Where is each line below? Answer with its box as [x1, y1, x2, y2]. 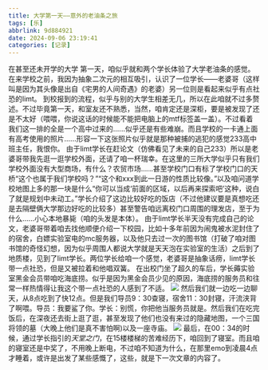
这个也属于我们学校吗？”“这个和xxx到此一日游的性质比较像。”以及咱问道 [18, 174, 253, 183]
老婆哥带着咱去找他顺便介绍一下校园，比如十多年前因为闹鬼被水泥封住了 [22, 224, 260, 234]
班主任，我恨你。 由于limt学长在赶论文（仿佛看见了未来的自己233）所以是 [8, 144, 252, 154]
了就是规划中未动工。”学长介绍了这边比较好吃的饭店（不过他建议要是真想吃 [8, 194, 253, 203]
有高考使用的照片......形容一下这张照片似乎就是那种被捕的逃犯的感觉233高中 [8, 134, 258, 144]
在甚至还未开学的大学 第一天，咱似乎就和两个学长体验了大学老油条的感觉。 [8, 65, 255, 74]
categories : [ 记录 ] [8, 41, 71, 49]
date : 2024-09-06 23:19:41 [8, 33, 98, 42]
